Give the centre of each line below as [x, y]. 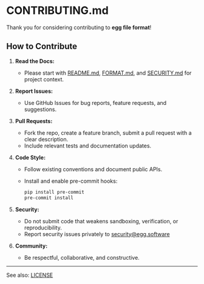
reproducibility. [43, 228]
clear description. [46, 139]
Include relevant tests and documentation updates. [88, 146]
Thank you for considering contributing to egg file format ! [79, 27]
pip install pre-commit [54, 192]
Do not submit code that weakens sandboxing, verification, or [101, 221]
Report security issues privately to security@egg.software [97, 234]
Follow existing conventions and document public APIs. [93, 169]
